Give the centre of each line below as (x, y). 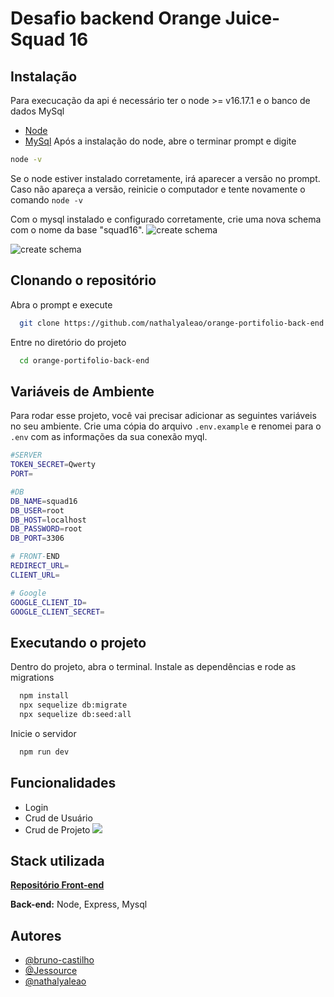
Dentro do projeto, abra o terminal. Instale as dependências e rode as (153, 667)
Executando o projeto (78, 642)
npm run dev (44, 752)
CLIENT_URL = (35, 575)
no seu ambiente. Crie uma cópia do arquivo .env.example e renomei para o (166, 426)
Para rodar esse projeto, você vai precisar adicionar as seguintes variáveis (163, 416)
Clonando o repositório (83, 280)
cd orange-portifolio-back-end (84, 360)
